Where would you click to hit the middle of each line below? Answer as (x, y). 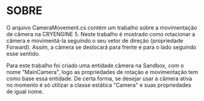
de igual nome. (25, 91)
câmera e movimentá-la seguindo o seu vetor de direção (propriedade (95, 40)
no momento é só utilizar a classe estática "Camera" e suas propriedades (99, 85)
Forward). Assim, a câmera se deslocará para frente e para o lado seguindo (101, 47)
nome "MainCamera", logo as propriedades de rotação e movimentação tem (102, 72)
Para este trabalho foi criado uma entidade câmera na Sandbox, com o (95, 65)
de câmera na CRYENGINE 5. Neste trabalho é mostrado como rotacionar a (101, 34)
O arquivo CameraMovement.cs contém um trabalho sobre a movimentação (102, 28)
